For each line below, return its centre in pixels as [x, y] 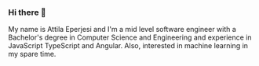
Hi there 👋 [27, 12]
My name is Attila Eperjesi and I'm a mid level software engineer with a [122, 30]
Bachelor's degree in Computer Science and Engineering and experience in [130, 37]
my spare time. [32, 54]
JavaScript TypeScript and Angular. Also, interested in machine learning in [128, 46]
